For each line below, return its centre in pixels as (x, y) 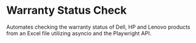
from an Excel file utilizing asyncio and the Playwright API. (79, 33)
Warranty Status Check (66, 10)
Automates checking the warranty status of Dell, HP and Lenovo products (98, 27)
